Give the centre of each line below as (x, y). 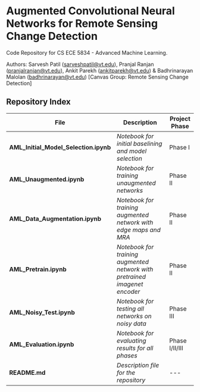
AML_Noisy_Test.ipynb (42, 312)
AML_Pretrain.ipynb (38, 269)
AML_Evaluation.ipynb (42, 344)
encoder (129, 291)
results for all (135, 348)
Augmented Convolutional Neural (91, 11)
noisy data (132, 324)
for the (126, 372)
